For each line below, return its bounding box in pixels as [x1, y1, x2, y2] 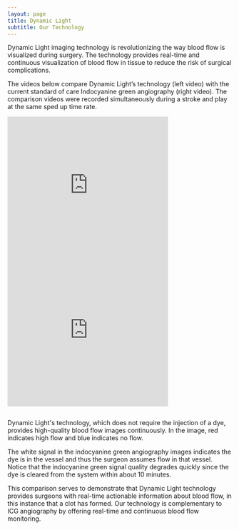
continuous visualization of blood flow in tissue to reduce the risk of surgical [7, 58, 232, 67]
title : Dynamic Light [7, 17, 72, 24]
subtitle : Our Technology [7, 24, 84, 31]
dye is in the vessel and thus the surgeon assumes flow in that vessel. [7, 455, 213, 464]
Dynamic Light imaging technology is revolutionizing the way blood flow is [7, 44, 225, 52]
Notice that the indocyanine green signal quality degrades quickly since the [7, 463, 230, 472]
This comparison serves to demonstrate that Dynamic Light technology [7, 484, 216, 493]
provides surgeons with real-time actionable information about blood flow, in [7, 491, 232, 500]
